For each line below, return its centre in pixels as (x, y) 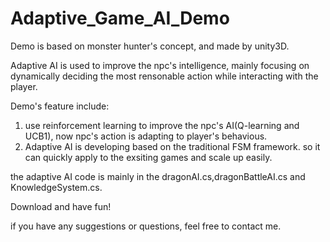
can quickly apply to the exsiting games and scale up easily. (148, 157)
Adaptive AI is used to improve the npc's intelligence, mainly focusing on (160, 65)
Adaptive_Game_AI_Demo (120, 18)
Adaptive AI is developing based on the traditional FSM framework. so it (172, 146)
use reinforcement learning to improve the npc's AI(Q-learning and (162, 125)
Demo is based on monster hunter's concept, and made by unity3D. (150, 46)
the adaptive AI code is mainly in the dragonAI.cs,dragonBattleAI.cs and (158, 176)
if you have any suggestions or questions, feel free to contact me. (146, 226)
